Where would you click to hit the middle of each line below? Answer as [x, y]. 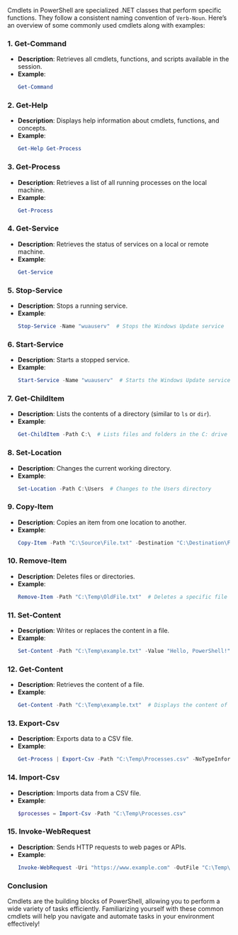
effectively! [24, 924]
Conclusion [28, 885]
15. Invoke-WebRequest [49, 832]
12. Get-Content [35, 669]
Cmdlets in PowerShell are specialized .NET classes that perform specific [114, 10]
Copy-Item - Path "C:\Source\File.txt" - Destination [95, 543]
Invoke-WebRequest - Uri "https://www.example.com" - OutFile [108, 868]
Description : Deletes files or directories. [76, 576]
